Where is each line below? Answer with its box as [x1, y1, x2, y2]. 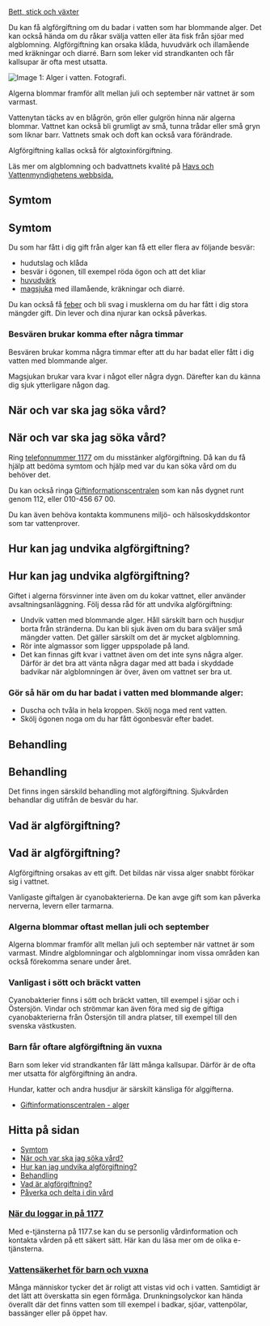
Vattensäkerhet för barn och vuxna [8, 1264, 149, 1275]
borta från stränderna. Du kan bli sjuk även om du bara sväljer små [19, 623, 243, 633]
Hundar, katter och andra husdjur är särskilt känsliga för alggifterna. [8, 1084, 234, 1093]
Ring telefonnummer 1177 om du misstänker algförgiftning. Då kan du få [8, 452, 247, 462]
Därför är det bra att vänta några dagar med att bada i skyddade [19, 658, 234, 668]
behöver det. [8, 469, 51, 479]
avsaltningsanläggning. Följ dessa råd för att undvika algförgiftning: [8, 599, 233, 609]
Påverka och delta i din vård [19, 1187, 114, 1198]
